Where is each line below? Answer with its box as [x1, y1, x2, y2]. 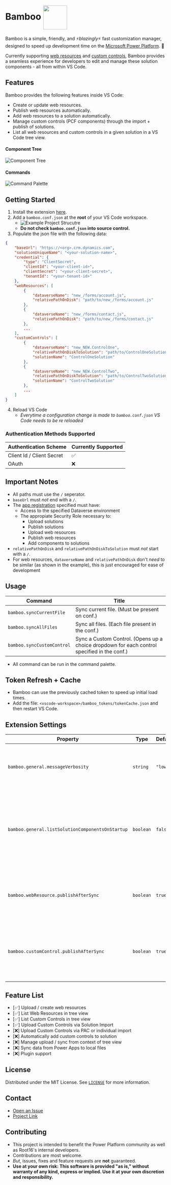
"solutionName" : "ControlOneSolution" [32, 354, 115, 360]
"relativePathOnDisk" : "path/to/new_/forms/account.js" [32, 297, 154, 303]
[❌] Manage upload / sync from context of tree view [12, 1039, 122, 1045]
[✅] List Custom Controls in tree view [12, 1016, 91, 1022]
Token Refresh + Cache [5, 676, 81, 685]
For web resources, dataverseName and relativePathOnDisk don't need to [12, 556, 165, 562]
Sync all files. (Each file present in [75, 620, 156, 628]
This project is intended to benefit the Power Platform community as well [12, 1141, 165, 1147]
